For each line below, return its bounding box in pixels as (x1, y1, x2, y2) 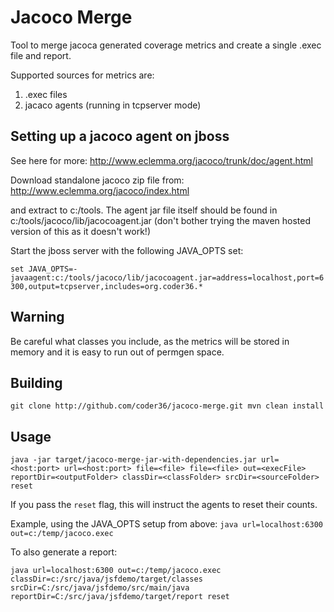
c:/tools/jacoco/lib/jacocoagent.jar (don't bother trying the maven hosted (10, 214, 312, 226)
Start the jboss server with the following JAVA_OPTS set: (10, 244, 244, 256)
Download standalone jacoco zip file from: (10, 174, 185, 186)
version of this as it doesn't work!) (10, 225, 152, 237)
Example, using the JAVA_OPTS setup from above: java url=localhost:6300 (10, 518, 323, 530)
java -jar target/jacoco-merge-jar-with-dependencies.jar (10, 455, 257, 465)
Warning (10, 309, 65, 326)
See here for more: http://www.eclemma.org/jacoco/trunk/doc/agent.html (10, 154, 313, 166)
